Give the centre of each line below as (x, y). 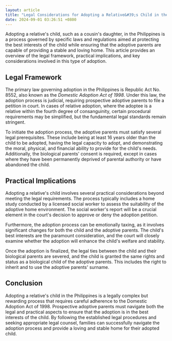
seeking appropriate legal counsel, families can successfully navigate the (82, 323)
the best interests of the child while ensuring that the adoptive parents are (83, 45)
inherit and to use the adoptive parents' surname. (57, 267)
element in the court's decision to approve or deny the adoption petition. (82, 215)
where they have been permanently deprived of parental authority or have (83, 160)
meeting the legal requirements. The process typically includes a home (80, 198)
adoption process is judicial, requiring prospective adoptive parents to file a (85, 101)
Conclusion (24, 283)
